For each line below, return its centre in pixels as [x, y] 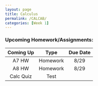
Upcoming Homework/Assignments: [49, 40]
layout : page [18, 9]
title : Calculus [21, 14]
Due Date [80, 52]
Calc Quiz [21, 76]
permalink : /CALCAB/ [26, 18]
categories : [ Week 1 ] [27, 23]
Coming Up [21, 52]
